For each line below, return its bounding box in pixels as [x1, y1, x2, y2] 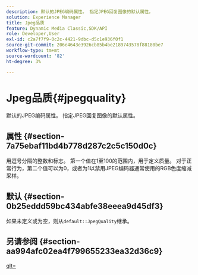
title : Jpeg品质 [6, 20, 45, 26]
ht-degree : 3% [6, 58, 42, 64]
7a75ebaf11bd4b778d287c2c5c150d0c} [6, 140, 158, 151]
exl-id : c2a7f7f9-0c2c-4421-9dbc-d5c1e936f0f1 [6, 36, 124, 42]
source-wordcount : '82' [6, 53, 65, 59]
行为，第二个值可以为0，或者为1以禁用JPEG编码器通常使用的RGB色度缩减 [11, 165, 192, 172]
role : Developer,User [6, 31, 60, 37]
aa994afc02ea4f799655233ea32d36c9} [6, 246, 163, 257]
